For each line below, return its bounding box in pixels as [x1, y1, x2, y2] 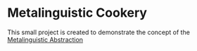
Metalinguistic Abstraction [7, 35, 83, 43]
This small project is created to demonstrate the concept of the [7, 28, 190, 36]
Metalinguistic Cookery [7, 5, 148, 21]
